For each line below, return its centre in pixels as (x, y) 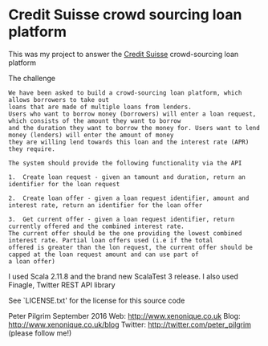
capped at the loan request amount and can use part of (104, 254)
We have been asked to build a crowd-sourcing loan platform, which (125, 93)
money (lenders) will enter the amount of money (91, 135)
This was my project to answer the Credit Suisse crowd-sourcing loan (124, 54)
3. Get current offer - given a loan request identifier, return (122, 219)
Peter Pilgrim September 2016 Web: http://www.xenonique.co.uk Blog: (124, 315)
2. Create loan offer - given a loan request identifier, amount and (129, 198)
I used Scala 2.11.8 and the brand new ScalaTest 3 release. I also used (124, 276)
